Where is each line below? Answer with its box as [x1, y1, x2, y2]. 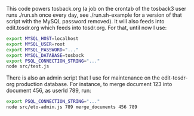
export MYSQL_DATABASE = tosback [6, 52, 84, 59]
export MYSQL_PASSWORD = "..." [6, 47, 79, 53]
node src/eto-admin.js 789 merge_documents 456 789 [6, 104, 137, 110]
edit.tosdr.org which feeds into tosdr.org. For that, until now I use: [6, 24, 167, 31]
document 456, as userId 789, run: [6, 87, 91, 94]
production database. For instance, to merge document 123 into [16, 81, 173, 88]
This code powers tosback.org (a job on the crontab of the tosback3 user [6, 5, 187, 12]
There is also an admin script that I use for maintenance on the [6, 74, 160, 81]
